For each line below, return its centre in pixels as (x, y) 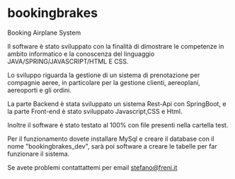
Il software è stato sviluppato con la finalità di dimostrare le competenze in (116, 46)
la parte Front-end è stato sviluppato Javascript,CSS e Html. (95, 111)
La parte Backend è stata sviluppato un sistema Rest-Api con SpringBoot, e (117, 103)
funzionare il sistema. (39, 154)
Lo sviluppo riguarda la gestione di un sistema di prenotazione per (104, 75)
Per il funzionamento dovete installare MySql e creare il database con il (111, 139)
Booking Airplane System (44, 33)
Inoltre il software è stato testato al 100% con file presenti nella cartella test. (118, 125)
